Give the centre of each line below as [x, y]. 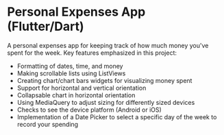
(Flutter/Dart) [46, 26]
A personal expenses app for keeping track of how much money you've [108, 45]
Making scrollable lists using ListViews [71, 73]
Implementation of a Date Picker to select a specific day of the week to [117, 116]
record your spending [48, 124]
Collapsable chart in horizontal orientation [76, 95]
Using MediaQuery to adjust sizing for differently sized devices [106, 102]
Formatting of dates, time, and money [70, 66]
